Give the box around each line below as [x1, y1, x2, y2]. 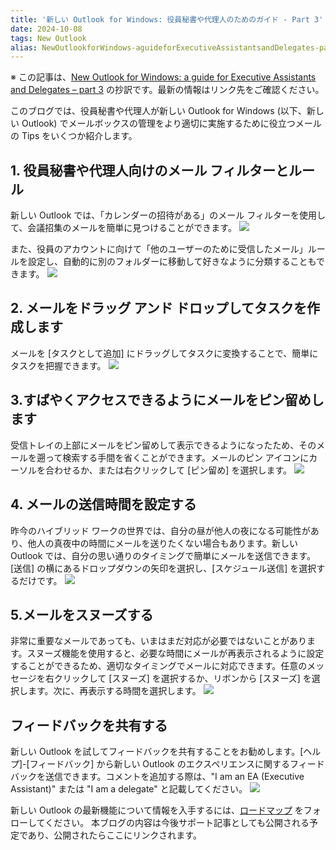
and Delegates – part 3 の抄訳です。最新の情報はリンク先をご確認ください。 [10, 84, 325, 96]
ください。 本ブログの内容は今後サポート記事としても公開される [44, 817, 310, 829]
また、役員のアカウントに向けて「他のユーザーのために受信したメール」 [10, 243, 308, 255]
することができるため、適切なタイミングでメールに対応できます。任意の [10, 660, 308, 672]
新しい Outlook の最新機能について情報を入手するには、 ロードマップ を [10, 804, 304, 816]
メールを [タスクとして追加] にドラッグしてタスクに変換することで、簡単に [10, 347, 319, 359]
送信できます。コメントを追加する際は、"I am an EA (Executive [44, 771, 305, 783]
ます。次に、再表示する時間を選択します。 [27, 685, 202, 697]
